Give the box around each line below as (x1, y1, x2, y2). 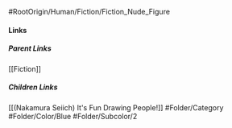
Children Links (8, 82, 58, 92)
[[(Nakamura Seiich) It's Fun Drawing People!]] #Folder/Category (8, 102, 224, 112)
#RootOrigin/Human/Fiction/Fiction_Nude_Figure (8, 7, 171, 16)
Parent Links (8, 43, 52, 53)
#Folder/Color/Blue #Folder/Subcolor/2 (8, 111, 138, 121)
